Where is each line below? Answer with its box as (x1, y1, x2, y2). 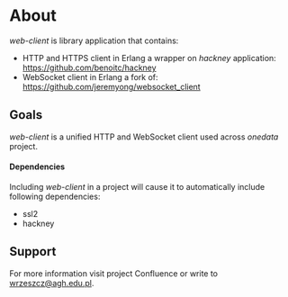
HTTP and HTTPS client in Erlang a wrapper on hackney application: (22, 52, 276, 63)
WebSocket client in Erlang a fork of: (22, 71, 159, 82)
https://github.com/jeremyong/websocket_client (22, 81, 201, 92)
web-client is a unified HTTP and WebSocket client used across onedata (9, 131, 279, 142)
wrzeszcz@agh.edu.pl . (9, 277, 94, 288)
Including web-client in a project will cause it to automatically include (9, 181, 265, 192)
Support (9, 244, 57, 259)
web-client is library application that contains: (9, 35, 179, 46)
